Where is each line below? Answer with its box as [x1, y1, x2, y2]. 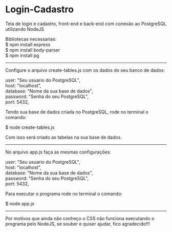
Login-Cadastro [5, 4, 74, 15]
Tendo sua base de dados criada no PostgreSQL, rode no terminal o [5, 109, 148, 115]
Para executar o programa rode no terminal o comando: [5, 190, 123, 197]
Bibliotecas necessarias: [5, 36, 57, 42]
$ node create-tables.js [5, 124, 55, 130]
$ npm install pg [5, 52, 39, 59]
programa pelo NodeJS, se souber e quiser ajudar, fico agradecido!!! [5, 221, 150, 227]
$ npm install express [5, 41, 51, 47]
